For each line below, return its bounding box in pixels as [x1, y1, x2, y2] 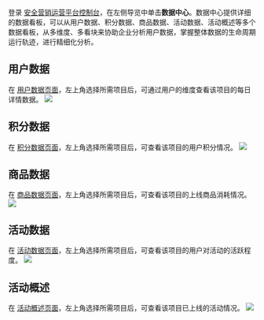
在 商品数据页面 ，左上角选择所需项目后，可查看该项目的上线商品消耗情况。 [8, 190, 251, 199]
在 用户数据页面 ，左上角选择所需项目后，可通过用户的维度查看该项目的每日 [8, 84, 251, 94]
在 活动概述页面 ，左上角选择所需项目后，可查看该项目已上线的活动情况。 [8, 303, 244, 313]
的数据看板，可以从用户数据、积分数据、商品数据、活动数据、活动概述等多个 [8, 17, 256, 27]
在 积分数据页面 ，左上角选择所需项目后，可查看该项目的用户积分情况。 [8, 142, 237, 152]
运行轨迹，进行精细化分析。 [8, 37, 98, 47]
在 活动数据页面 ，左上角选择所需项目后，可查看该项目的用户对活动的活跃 [8, 246, 244, 255]
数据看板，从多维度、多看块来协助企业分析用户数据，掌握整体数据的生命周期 [8, 28, 256, 36]
